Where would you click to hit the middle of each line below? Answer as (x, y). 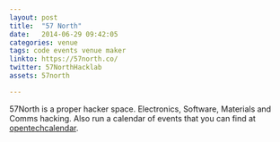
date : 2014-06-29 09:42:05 (64, 34)
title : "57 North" (46, 26)
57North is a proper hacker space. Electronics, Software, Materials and (140, 109)
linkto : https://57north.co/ (64, 59)
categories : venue (44, 42)
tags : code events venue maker (68, 51)
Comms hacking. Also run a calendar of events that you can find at (132, 118)
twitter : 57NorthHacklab (56, 68)
